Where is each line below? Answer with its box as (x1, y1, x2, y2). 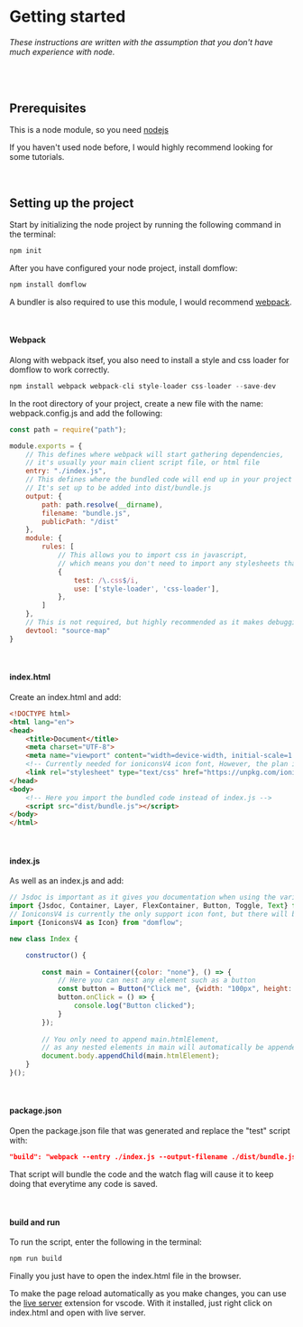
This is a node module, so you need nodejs (9, 125, 170, 136)
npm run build (9, 1254, 63, 1264)
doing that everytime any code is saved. (9, 1178, 158, 1189)
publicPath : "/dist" (41, 517, 119, 526)
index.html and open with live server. (9, 1307, 146, 1318)
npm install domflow (9, 280, 87, 289)
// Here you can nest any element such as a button (57, 976, 256, 986)
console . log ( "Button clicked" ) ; (73, 1001, 196, 1010)
